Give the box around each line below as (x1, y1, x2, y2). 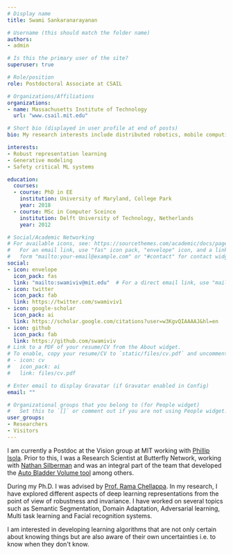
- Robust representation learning (7, 150, 107, 157)
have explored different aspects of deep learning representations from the (7, 489, 219, 498)
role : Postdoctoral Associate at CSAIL (7, 80, 123, 87)
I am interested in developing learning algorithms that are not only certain (7, 525, 217, 533)
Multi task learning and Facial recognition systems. (7, 511, 153, 519)
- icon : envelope (7, 266, 58, 273)
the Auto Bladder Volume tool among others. (7, 468, 134, 477)
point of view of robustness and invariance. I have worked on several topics (7, 497, 223, 505)
